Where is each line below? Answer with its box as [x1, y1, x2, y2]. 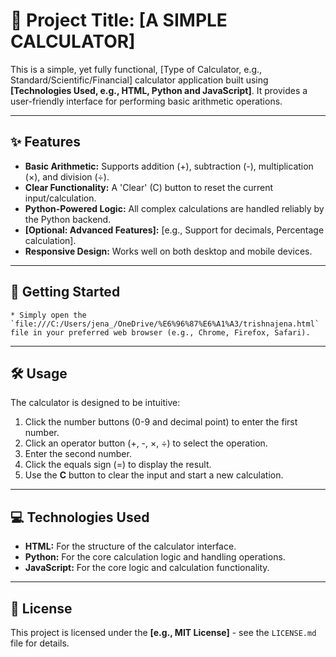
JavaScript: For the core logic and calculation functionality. [24, 562, 270, 574]
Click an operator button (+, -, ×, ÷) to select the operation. [24, 437, 268, 449]
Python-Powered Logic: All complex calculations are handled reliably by [24, 202, 325, 214]
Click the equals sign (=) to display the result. [24, 459, 212, 471]
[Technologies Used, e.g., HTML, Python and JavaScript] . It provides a [10, 84, 308, 96]
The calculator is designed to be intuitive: [10, 397, 181, 409]
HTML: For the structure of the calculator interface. [24, 540, 237, 553]
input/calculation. [24, 192, 97, 204]
